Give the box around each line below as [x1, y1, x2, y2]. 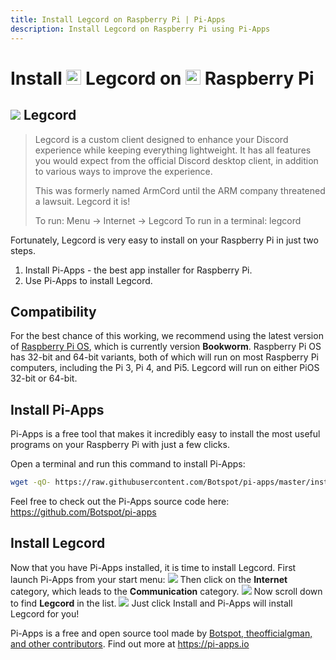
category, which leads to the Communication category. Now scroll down [10, 585, 323, 597]
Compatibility [10, 303, 97, 320]
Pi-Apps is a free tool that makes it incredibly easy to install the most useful [10, 428, 321, 440]
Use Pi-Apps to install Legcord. [24, 274, 153, 286]
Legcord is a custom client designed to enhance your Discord [34, 133, 289, 145]
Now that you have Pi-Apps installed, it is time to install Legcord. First [10, 561, 297, 573]
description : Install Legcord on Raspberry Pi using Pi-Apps [10, 24, 271, 34]
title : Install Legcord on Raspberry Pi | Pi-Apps [10, 14, 226, 25]
